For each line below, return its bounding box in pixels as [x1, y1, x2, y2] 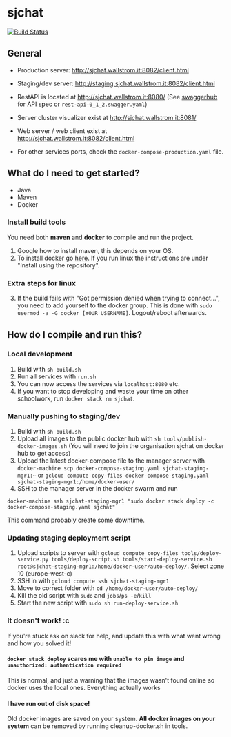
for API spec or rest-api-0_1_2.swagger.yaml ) [17, 100, 148, 108]
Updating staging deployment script [7, 533, 131, 543]
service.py [17, 556, 49, 563]
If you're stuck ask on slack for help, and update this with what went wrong [7, 632, 221, 640]
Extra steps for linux [7, 278, 77, 287]
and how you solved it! [7, 639, 72, 647]
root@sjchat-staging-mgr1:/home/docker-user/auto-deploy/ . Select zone [17, 562, 225, 570]
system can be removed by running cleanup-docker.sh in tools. [7, 722, 188, 730]
